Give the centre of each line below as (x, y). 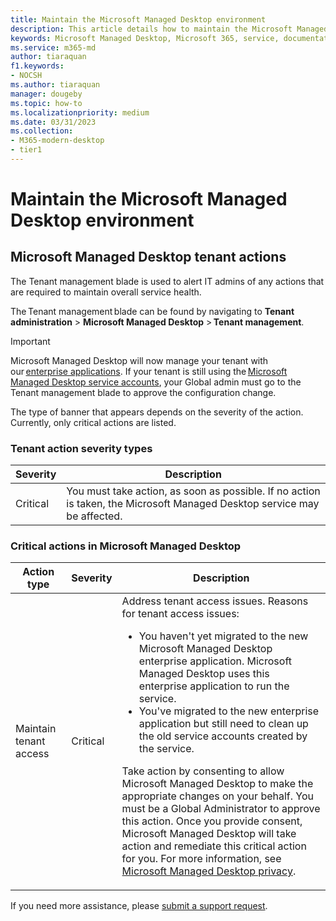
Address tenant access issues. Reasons (215, 601)
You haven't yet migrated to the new (223, 636)
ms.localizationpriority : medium (80, 112)
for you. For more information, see (201, 859)
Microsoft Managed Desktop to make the (217, 784)
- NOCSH (26, 76)
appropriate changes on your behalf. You (218, 796)
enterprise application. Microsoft (215, 661)
